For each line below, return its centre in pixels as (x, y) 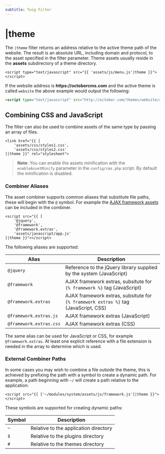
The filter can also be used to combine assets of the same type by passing (81, 127)
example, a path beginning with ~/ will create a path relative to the (72, 380)
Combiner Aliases (27, 186)
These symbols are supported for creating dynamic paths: (64, 407)
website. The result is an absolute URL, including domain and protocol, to (79, 53)
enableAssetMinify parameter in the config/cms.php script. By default (87, 168)
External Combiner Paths (36, 359)
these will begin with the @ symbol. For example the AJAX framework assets (82, 202)
